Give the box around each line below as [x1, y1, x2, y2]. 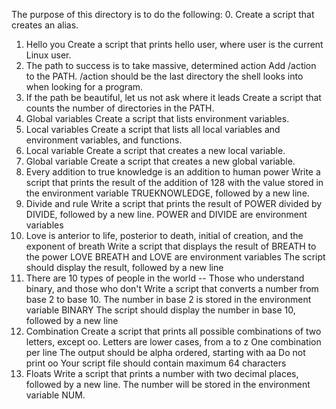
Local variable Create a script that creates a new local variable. [25, 145, 286, 156]
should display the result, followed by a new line [25, 262, 224, 273]
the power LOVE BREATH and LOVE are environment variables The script [25, 251, 326, 263]
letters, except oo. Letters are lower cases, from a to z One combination [25, 336, 322, 348]
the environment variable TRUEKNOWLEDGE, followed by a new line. [25, 187, 310, 199]
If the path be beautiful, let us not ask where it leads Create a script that [25, 92, 322, 103]
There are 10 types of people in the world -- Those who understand [25, 272, 305, 284]
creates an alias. [11, 19, 79, 31]
